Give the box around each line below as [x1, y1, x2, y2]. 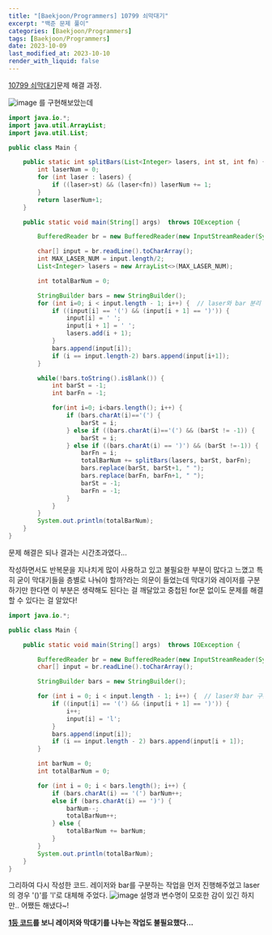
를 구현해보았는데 [39, 97, 94, 107]
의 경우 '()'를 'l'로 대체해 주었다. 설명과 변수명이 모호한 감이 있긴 [8, 890, 240, 900]
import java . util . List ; [8, 129, 89, 137]
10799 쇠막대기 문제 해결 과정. [8, 80, 103, 90]
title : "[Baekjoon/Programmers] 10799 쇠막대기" [8, 11, 168, 20]
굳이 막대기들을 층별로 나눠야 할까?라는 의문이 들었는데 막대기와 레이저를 [16, 575, 245, 585]
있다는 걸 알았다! [25, 595, 78, 605]
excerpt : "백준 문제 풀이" [8, 19, 89, 28]
